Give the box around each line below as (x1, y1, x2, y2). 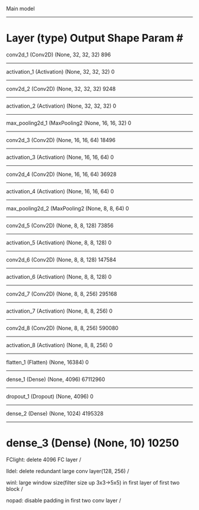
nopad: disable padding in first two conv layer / (6, 496, 121, 504)
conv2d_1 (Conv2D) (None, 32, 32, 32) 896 (6, 51, 111, 58)
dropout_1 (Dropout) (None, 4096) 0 (6, 392, 94, 400)
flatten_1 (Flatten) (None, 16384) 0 (6, 358, 89, 366)
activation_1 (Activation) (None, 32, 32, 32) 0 (6, 68, 115, 75)
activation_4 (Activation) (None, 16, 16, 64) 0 (6, 187, 114, 195)
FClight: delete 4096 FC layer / (6, 456, 82, 463)
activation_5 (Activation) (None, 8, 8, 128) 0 (6, 239, 112, 246)
